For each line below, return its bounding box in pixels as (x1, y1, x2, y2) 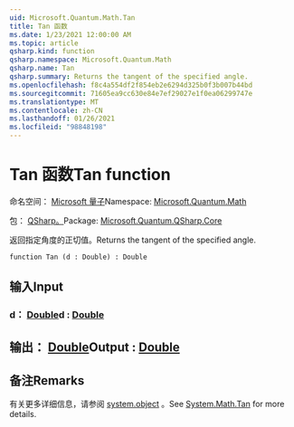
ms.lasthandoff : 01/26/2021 (9, 114, 116, 123)
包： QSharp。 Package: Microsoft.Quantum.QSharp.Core (9, 214, 223, 226)
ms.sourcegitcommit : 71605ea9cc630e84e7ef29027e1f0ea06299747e (9, 89, 253, 98)
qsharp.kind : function (9, 47, 95, 56)
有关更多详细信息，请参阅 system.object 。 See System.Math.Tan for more (9, 399, 285, 410)
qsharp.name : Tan (9, 64, 75, 73)
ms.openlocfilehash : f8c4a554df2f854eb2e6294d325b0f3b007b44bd (9, 81, 253, 90)
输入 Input (9, 280, 63, 295)
